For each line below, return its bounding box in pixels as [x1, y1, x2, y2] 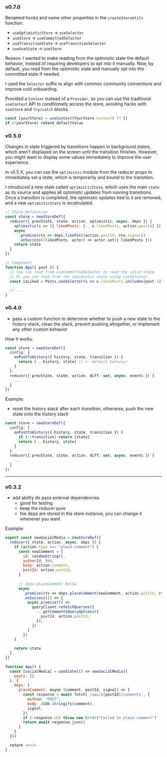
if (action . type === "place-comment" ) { [14, 544, 99, 549]
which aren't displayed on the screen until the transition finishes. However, [5, 149, 158, 155]
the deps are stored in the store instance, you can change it [19, 510, 142, 516]
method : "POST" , [27, 697, 61, 702]
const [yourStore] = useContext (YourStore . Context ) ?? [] [5, 116, 128, 121]
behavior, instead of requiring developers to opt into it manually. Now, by [5, 61, 154, 67]
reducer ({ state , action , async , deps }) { [9, 540, 101, 545]
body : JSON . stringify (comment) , [27, 701, 94, 706]
